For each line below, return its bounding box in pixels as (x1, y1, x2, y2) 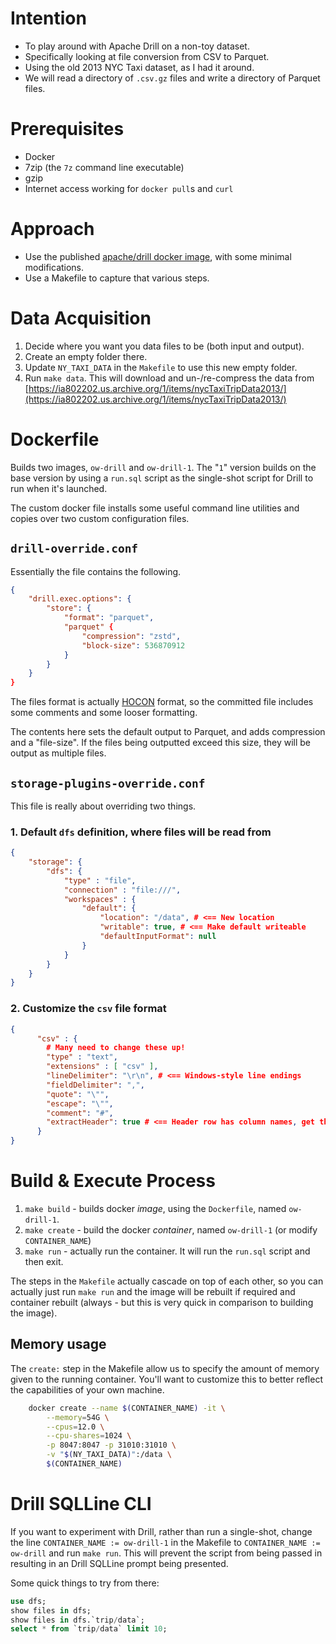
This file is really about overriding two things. (10, 800, 197, 812)
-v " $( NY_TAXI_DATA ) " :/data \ (46, 1450, 172, 1460)
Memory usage (10, 1336, 107, 1353)
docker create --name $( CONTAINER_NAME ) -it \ (28, 1403, 226, 1413)
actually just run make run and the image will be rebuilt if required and (10, 1285, 296, 1297)
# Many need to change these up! (46, 1043, 186, 1053)
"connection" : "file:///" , (63, 885, 182, 895)
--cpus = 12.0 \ (46, 1422, 105, 1432)
